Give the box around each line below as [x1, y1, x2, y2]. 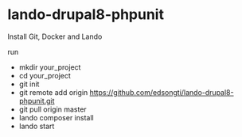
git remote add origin [18, 87, 88, 97]
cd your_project [18, 70, 71, 80]
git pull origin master [18, 105, 87, 114]
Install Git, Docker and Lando [7, 32, 103, 41]
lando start [18, 121, 55, 131]
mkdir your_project [18, 62, 81, 72]
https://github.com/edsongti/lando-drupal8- [89, 87, 234, 97]
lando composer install [18, 112, 94, 122]
